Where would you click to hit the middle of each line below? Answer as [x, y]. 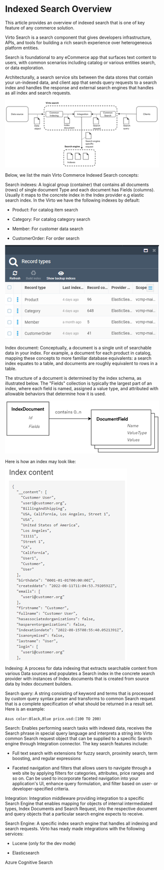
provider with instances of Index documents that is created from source [77, 679]
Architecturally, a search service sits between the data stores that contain [79, 77]
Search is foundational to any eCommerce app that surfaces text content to [81, 57]
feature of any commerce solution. [40, 27]
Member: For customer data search [48, 229]
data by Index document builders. [39, 684]
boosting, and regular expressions [47, 758]
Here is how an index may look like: [41, 461]
